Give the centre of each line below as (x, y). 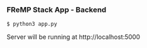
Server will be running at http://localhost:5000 (73, 37)
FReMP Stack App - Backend (57, 10)
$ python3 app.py (32, 24)
